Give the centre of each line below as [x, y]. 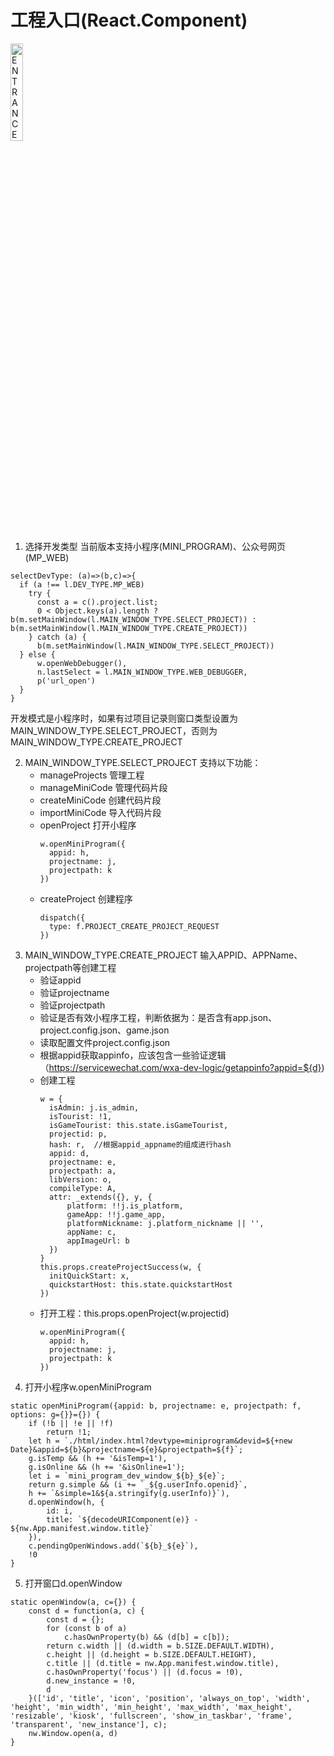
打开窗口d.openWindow [73, 1583]
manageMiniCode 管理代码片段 [103, 787]
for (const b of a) [87, 1628]
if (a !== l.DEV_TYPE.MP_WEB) [82, 584]
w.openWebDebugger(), [82, 663]
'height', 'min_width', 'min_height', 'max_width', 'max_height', [151, 1707]
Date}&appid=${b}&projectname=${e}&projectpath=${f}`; [127, 1449]
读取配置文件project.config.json [105, 1042]
